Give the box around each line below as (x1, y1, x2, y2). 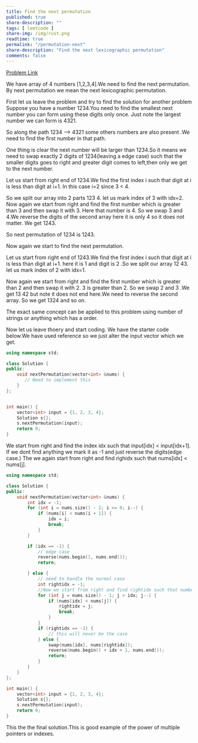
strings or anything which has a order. (6, 314, 98, 321)
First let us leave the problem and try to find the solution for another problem (6, 98, 192, 105)
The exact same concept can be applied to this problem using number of (6, 308, 183, 315)
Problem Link (6, 69, 38, 76)
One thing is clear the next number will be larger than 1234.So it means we (6, 146, 187, 153)
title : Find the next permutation (6, 8, 91, 15)
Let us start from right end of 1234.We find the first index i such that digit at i (6, 176, 192, 183)
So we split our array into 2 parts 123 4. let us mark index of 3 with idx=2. (6, 194, 184, 201)
